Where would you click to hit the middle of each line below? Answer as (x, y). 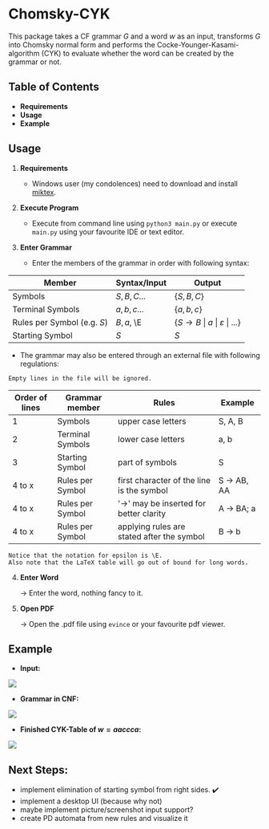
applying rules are (151, 526)
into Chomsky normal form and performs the (82, 44)
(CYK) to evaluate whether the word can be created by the (138, 53)
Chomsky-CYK (59, 14)
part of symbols (147, 462)
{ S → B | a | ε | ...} (208, 322)
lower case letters (151, 439)
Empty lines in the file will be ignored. (80, 378)
